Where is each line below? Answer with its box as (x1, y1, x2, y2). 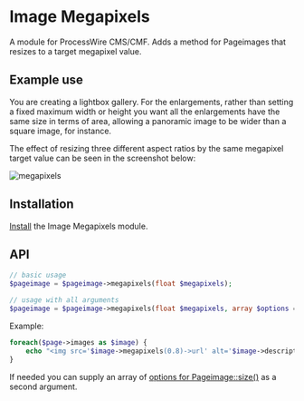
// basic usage (9, 270, 67, 280)
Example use (9, 73, 84, 88)
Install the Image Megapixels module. (9, 220, 148, 231)
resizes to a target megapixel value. (9, 45, 142, 56)
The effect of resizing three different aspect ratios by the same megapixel (9, 142, 284, 153)
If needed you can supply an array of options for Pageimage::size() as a (9, 371, 277, 382)
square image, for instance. (9, 125, 111, 136)
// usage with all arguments (9, 296, 119, 305)
